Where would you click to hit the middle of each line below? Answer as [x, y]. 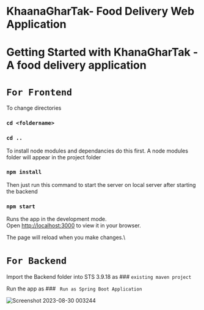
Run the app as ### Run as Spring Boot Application [74, 289]
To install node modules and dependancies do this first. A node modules [97, 151]
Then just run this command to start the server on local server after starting [101, 184]
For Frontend [39, 92]
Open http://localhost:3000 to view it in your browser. [74, 225]
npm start [21, 206]
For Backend [37, 261]
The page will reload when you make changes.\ [66, 238]
